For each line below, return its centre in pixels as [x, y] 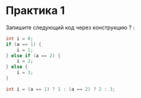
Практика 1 [35, 11]
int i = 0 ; [20, 38]
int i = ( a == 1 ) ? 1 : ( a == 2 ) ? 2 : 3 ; [60, 89]
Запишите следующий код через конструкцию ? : [70, 27]
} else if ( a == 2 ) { [33, 55]
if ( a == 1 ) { [24, 44]
